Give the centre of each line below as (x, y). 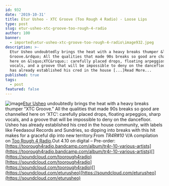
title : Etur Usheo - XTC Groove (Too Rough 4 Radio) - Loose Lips (76, 19)
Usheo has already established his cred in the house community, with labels (84, 125)
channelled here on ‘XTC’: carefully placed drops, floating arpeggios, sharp (83, 114)
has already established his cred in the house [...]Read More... (81, 71)
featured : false (22, 89)
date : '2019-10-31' (26, 15)
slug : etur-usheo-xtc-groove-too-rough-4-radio (56, 29)
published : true (22, 75)
